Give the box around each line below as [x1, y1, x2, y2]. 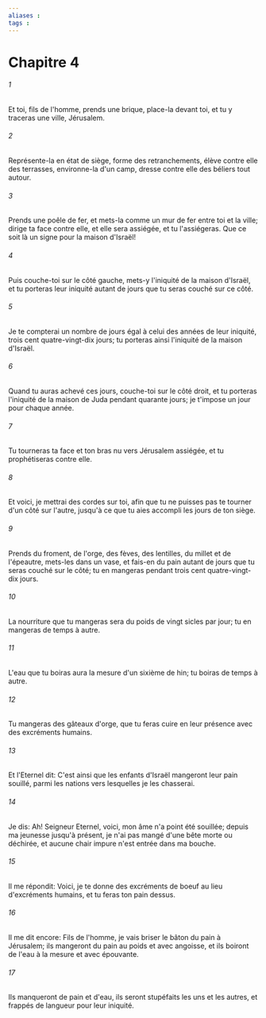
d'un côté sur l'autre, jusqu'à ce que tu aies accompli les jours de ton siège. [8, 505, 256, 515]
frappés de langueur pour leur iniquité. [8, 1001, 135, 1010]
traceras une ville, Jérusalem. [8, 113, 105, 122]
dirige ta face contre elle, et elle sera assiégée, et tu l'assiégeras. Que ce [8, 224, 247, 234]
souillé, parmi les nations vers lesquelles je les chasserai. [8, 779, 195, 788]
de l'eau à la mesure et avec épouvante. [8, 949, 139, 958]
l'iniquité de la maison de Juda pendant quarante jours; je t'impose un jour [8, 394, 252, 404]
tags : [8, 19, 30, 27]
